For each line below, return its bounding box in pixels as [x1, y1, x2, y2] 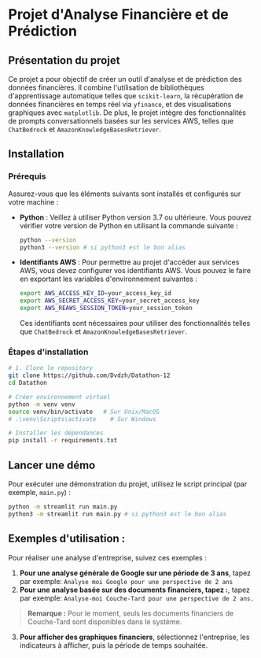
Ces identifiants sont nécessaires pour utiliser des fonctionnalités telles [19, 319, 251, 328]
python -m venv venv [8, 400, 76, 408]
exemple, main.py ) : [8, 488, 71, 497]
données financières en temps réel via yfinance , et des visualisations [8, 100, 232, 109]
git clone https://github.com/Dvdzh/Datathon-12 [8, 372, 171, 379]
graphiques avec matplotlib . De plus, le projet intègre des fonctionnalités [8, 108, 246, 117]
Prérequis [8, 171, 46, 182]
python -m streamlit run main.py [8, 503, 118, 511]
